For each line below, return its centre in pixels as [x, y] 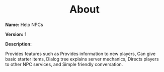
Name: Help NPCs [24, 25]
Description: [18, 44]
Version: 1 [16, 34]
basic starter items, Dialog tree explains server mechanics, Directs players [82, 59]
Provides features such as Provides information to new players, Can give [80, 54]
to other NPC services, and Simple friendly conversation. [64, 64]
